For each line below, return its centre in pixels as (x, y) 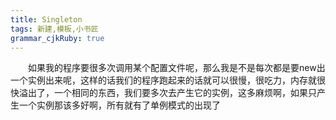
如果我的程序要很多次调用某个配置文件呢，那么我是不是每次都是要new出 (177, 68)
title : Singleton (46, 19)
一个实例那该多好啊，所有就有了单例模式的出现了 (119, 105)
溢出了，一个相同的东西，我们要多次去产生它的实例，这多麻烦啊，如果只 (167, 93)
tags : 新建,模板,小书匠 (54, 29)
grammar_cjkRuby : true (57, 38)
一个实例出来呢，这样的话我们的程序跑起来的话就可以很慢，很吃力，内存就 (163, 80)
